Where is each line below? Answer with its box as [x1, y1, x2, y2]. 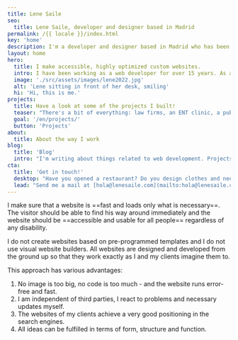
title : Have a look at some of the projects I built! [13, 103, 176, 110]
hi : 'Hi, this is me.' [13, 89, 81, 96]
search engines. [17, 317, 65, 326]
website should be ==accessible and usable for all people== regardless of [7, 216, 225, 225]
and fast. [31, 288, 57, 296]
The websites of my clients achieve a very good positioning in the [17, 310, 210, 319]
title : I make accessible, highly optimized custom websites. [13, 63, 201, 70]
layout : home [7, 50, 46, 57]
